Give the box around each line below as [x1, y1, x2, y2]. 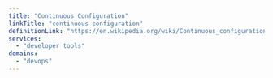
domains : [8, 50, 38, 58]
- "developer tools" [15, 42, 85, 50]
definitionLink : [8, 27, 63, 35]
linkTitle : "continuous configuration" [8, 19, 144, 28]
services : [8, 34, 42, 43]
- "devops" [15, 58, 53, 66]
